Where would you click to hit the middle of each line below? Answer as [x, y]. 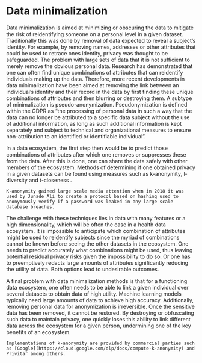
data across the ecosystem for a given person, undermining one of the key [99, 326]
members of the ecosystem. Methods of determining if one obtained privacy [101, 167]
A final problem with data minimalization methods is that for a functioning [97, 281]
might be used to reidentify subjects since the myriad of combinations [93, 237]
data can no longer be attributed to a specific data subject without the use [98, 117]
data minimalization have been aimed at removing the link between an [93, 85]
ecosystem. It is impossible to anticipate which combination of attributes [96, 231]
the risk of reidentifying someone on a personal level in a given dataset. [95, 34]
